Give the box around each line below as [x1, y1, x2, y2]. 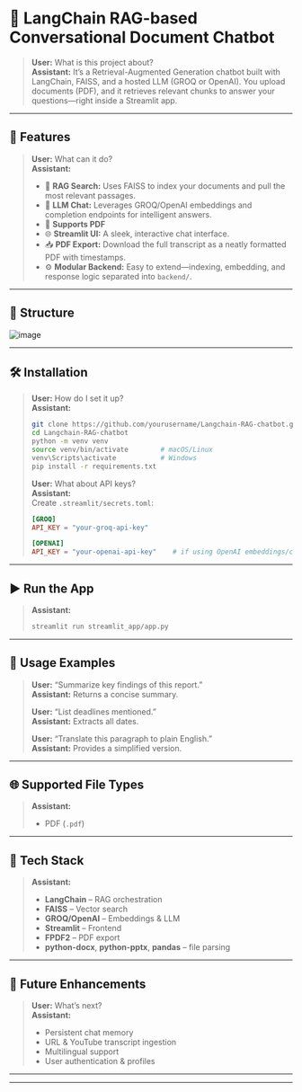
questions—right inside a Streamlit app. [31, 94, 178, 106]
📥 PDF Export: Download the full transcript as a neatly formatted [44, 238, 287, 250]
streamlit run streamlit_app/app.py [31, 622, 169, 631]
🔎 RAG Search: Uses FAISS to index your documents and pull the [44, 180, 286, 191]
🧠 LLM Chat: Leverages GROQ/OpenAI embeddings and [44, 200, 253, 210]
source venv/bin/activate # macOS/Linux [31, 445, 213, 454]
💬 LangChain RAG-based [9, 8, 198, 29]
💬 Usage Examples [9, 655, 116, 670]
